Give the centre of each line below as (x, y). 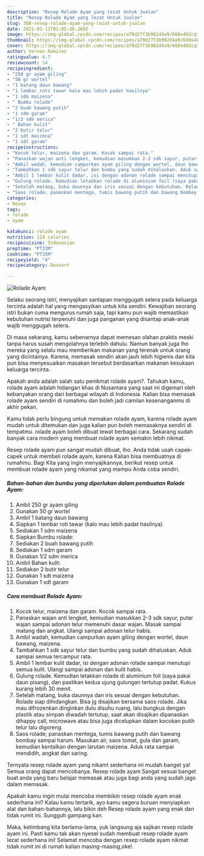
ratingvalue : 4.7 (29, 57)
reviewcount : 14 (27, 62)
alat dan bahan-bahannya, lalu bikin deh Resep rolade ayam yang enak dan (100, 809)
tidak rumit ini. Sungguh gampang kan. (55, 815)
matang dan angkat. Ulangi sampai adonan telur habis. (84, 631)
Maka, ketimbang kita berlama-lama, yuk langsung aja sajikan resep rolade (100, 827)
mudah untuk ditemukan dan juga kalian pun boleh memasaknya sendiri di (99, 425)
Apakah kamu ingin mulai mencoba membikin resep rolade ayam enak (94, 796)
